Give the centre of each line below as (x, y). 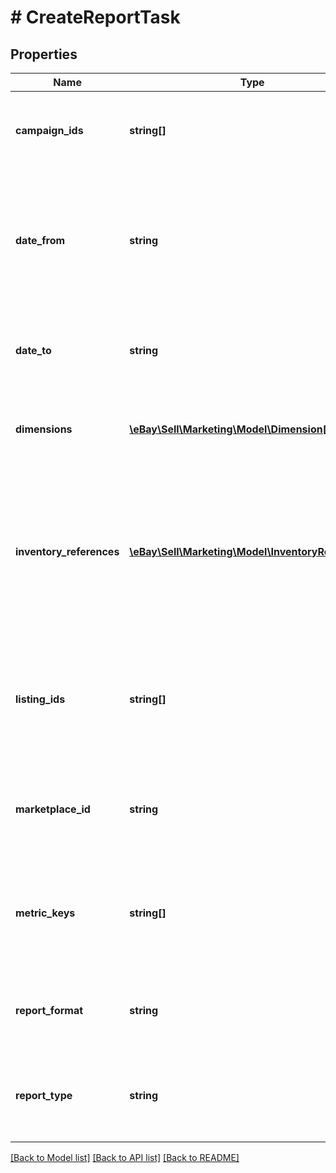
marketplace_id (53, 809)
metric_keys (45, 913)
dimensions (44, 429)
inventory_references (67, 551)
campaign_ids (49, 130)
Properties (44, 54)
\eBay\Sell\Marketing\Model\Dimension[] (230, 429)
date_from (40, 240)
